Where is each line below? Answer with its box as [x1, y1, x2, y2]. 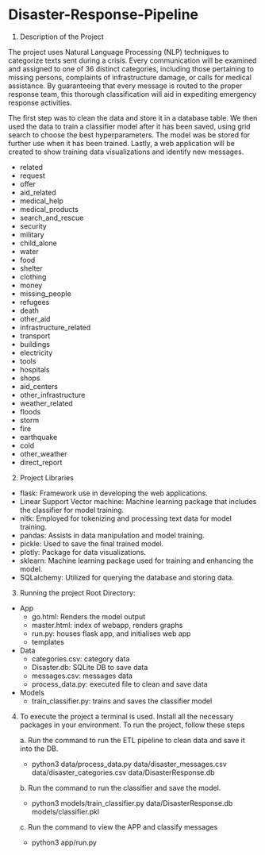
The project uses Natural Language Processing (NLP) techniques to [8, 47, 229, 56]
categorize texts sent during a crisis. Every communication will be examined [8, 56, 257, 65]
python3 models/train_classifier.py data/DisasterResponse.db [31, 798, 233, 807]
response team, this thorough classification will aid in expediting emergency [8, 89, 257, 98]
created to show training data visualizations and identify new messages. [8, 147, 244, 156]
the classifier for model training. [19, 505, 125, 514]
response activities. [8, 98, 72, 107]
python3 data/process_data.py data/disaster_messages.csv [31, 759, 228, 768]
